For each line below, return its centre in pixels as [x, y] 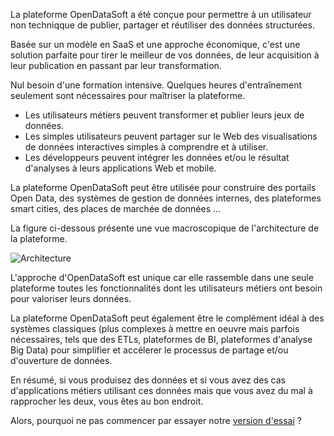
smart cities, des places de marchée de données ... [116, 208]
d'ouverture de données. [61, 360]
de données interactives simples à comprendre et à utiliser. [146, 147]
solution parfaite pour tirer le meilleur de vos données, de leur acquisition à [165, 55]
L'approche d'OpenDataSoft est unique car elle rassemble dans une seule [162, 277]
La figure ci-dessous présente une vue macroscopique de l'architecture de [165, 228]
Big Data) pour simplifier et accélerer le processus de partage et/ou [149, 350]
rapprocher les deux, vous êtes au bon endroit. [107, 401]
